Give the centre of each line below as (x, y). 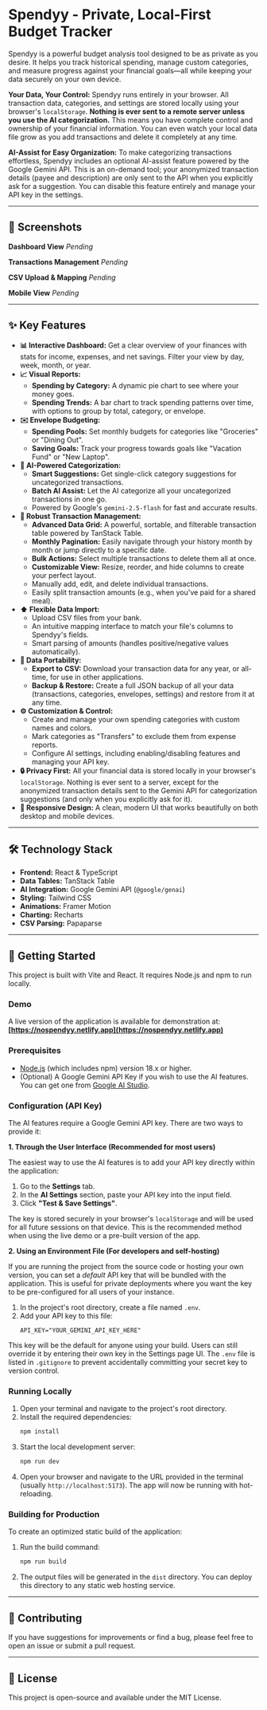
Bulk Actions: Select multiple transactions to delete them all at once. (144, 558)
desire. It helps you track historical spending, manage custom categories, (128, 62)
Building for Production (54, 1515)
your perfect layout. (64, 575)
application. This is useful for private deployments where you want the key (130, 1283)
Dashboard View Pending (51, 246)
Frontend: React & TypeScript (69, 873)
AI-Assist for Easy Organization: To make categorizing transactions (120, 152)
